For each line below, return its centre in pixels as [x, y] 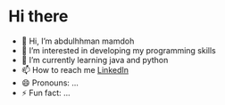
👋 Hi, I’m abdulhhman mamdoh [78, 41]
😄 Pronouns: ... [50, 83]
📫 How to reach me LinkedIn [75, 69]
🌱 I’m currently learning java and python [95, 60]
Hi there [38, 16]
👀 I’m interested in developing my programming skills [118, 50]
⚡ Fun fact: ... [46, 93]
